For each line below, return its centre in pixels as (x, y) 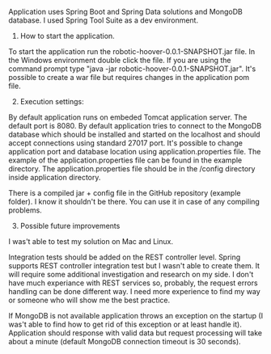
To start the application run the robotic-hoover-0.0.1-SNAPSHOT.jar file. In (132, 51)
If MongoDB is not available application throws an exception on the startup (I (136, 316)
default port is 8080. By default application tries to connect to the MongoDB (135, 126)
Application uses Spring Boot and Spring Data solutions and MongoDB (125, 12)
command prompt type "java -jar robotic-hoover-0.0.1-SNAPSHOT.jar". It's (132, 69)
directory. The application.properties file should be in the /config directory (132, 169)
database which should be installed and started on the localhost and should (134, 134)
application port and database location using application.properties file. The (135, 152)
